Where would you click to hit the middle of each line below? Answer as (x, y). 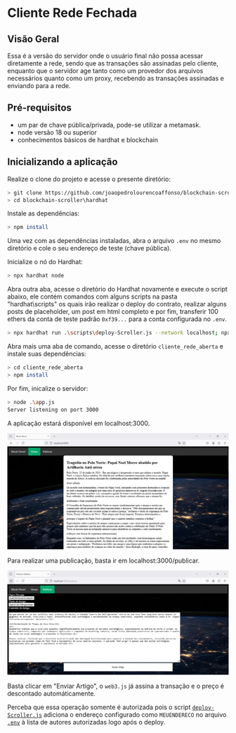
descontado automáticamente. (52, 693)
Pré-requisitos (40, 108)
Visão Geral (33, 39)
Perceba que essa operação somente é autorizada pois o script (99, 707)
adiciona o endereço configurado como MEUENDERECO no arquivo (135, 714)
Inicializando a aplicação (63, 162)
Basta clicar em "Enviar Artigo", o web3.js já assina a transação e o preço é (116, 686)
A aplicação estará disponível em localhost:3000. (79, 423)
